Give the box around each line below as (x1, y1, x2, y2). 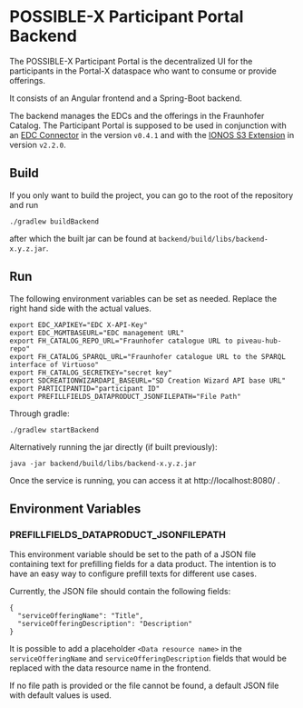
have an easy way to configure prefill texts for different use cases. (9, 568, 257, 579)
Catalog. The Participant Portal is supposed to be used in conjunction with (9, 120, 288, 131)
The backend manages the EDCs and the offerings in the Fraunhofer (9, 110, 265, 121)
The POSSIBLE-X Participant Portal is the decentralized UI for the (9, 55, 253, 66)
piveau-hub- (236, 336, 282, 345)
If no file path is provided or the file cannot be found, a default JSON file (9, 680, 279, 692)
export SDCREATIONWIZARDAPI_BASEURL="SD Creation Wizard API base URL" (9, 375, 286, 385)
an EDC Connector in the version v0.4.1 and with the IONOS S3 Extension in (9, 129, 295, 140)
